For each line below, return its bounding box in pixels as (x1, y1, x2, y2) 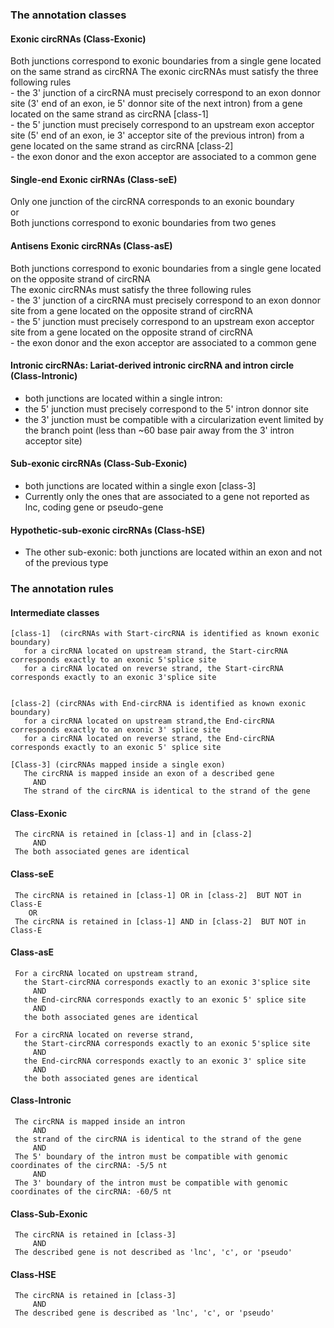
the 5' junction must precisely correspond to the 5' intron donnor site (24, 403, 309, 415)
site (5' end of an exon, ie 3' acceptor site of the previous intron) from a (10, 129, 305, 142)
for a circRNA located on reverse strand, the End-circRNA (23, 734, 275, 744)
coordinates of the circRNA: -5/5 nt (10, 1161, 168, 1171)
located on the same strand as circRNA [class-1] (10, 108, 209, 120)
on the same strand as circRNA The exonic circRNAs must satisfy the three (10, 66, 319, 78)
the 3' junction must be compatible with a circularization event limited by (24, 413, 324, 425)
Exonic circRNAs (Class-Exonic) (10, 33, 147, 45)
